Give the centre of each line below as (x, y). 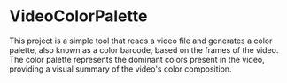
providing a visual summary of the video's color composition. (120, 69)
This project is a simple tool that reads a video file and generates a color (141, 41)
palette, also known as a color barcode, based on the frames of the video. (144, 49)
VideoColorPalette (78, 16)
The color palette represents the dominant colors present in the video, (137, 59)
